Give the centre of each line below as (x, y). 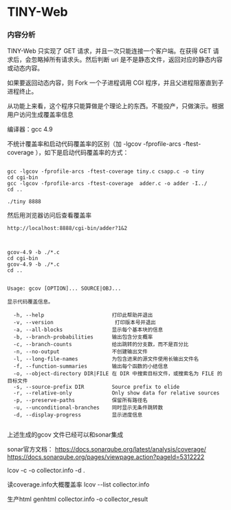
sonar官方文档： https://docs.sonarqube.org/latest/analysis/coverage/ (107, 449)
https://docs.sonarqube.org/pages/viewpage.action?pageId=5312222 (106, 457)
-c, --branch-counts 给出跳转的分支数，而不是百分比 (101, 345)
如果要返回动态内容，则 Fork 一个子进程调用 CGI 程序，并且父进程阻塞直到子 (115, 83)
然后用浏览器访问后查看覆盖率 (49, 215)
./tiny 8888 (24, 202)
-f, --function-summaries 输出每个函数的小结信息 (91, 366)
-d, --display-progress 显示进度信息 (78, 415)
